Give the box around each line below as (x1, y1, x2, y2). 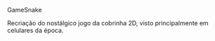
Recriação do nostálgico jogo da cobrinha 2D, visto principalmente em (7, 19, 209, 27)
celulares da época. (7, 27, 64, 34)
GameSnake (7, 6, 42, 14)
